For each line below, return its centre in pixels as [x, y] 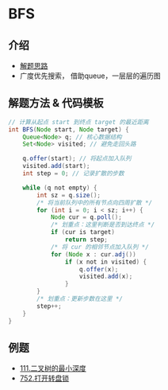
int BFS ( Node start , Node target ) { [69, 129]
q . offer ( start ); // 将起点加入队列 [77, 159]
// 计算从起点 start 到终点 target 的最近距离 [78, 122]
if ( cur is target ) [82, 232]
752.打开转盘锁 [44, 378]
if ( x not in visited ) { [106, 262]
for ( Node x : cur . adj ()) [93, 254]
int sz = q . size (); [69, 195]
